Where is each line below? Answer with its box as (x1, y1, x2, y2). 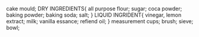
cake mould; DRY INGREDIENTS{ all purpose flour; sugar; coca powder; (6, 5, 182, 12)
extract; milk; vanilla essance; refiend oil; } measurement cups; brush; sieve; (6, 18, 194, 24)
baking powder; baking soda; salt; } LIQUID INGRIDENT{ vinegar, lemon (6, 11, 182, 18)
